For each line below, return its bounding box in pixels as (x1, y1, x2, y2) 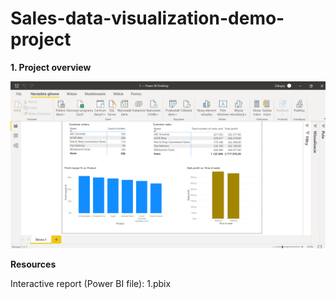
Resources (10, 258, 57, 270)
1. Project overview (10, 61, 92, 73)
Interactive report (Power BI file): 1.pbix (10, 277, 172, 289)
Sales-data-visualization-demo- (10, 7, 285, 30)
